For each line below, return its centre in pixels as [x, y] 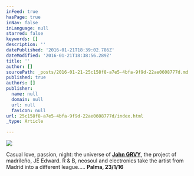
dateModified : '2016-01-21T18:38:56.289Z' [59, 56]
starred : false [25, 34]
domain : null [27, 99]
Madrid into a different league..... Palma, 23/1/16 [65, 167]
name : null [25, 94]
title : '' [18, 61]
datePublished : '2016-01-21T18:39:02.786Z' [60, 50]
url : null [23, 105]
